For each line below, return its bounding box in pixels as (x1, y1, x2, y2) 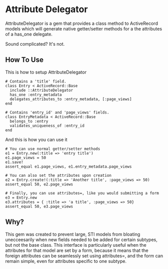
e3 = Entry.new (5, 195, 37, 200)
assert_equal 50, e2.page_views (5, 181, 73, 187)
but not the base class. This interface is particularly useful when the (5, 242, 147, 248)
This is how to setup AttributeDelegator (5, 69, 87, 75)
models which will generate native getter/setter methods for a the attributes (5, 25, 162, 31)
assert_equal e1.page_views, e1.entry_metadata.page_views (5, 164, 132, 169)
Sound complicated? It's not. (5, 41, 65, 47)
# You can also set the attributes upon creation (5, 173, 112, 178)
